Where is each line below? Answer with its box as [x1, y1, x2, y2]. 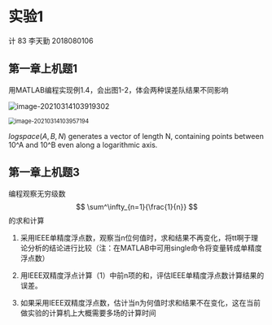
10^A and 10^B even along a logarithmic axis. [8, 140, 158, 149]
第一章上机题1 [8, 62, 78, 76]
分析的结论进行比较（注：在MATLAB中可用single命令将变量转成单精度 [27, 243, 262, 253]
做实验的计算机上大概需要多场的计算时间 [20, 308, 156, 318]
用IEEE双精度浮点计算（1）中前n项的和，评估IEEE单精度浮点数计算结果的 [20, 270, 265, 280]
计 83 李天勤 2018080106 [8, 36, 94, 45]
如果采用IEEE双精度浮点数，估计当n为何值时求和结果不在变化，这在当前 [20, 297, 261, 307]
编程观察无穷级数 [8, 188, 66, 198]
